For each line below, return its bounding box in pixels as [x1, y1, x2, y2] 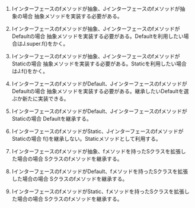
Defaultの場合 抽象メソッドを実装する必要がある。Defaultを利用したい [11, 33, 184, 40]
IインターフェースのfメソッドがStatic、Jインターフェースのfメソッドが [11, 128, 184, 135]
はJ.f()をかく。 [11, 68, 49, 74]
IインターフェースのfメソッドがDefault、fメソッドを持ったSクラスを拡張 [11, 168, 188, 175]
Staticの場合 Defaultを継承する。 [11, 115, 92, 122]
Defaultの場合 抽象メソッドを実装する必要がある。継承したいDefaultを [11, 88, 184, 94]
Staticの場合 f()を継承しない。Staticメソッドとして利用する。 [11, 135, 161, 142]
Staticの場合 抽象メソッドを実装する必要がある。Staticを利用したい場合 [11, 60, 187, 67]
